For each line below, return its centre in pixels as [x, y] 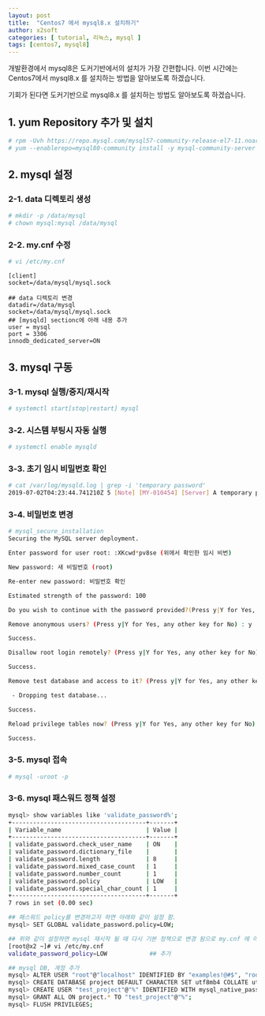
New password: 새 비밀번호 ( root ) [61, 567]
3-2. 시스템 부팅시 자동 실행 [58, 430]
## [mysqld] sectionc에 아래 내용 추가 [68, 320]
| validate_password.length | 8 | [93, 859]
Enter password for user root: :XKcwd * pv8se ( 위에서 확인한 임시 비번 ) [120, 553]
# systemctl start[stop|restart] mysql [74, 408]
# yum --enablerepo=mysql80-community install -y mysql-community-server [132, 148]
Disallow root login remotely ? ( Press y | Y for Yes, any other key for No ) [134, 653]
